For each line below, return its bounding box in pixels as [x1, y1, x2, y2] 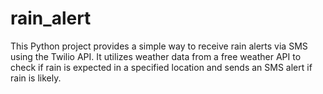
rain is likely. [10, 72, 62, 84]
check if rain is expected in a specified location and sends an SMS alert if [10, 61, 313, 73]
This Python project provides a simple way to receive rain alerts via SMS [10, 40, 308, 52]
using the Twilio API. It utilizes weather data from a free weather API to [10, 50, 302, 62]
